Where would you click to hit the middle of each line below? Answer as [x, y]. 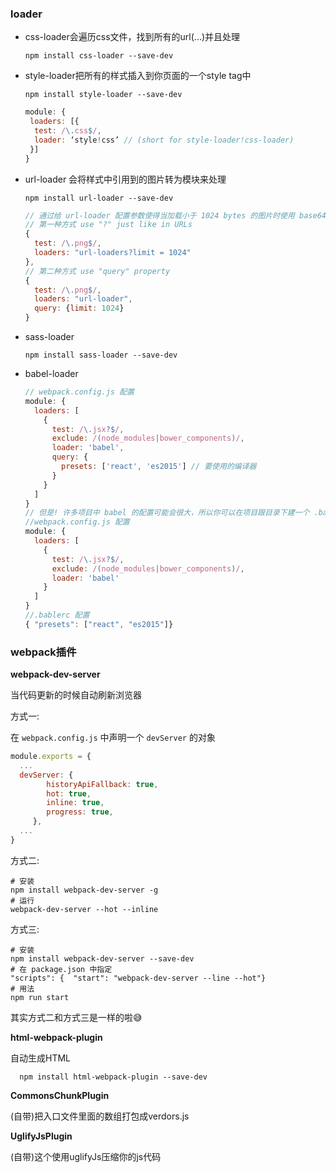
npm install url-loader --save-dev [99, 198]
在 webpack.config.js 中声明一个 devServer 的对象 [113, 738]
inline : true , [75, 803]
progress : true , [80, 812]
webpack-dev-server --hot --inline [84, 909]
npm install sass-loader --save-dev [101, 355]
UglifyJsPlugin [41, 1136]
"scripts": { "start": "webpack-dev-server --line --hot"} [138, 978]
